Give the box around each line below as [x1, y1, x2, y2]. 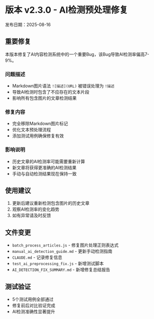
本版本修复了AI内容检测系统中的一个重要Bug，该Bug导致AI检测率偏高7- [5, 51, 150, 57]
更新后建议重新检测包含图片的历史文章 [12, 200, 89, 206]
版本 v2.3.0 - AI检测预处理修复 [5, 4, 128, 16]
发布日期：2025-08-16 [5, 22, 51, 27]
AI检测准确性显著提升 [12, 309, 55, 315]
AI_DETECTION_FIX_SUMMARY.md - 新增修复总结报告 [12, 267, 110, 272]
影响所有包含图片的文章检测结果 [12, 95, 77, 101]
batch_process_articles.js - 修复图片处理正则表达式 [12, 242, 119, 248]
